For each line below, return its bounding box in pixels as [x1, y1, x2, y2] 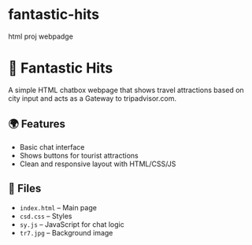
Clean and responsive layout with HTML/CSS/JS [19, 159, 176, 169]
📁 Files [8, 182, 42, 195]
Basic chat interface [19, 142, 85, 151]
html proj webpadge [8, 32, 73, 41]
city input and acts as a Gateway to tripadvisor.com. [8, 93, 177, 103]
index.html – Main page [19, 202, 97, 212]
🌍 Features [8, 117, 65, 131]
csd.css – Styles [19, 211, 72, 221]
